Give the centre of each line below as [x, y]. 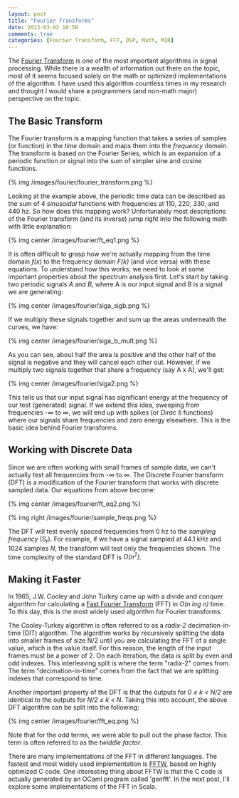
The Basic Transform [55, 121]
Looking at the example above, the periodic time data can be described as [117, 196]
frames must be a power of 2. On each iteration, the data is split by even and [120, 655]
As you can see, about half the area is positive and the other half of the [112, 354]
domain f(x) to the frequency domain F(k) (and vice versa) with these [109, 261]
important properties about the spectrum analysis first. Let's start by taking [118, 276]
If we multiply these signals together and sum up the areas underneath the [117, 319]
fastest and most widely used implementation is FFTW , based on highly [112, 764]
